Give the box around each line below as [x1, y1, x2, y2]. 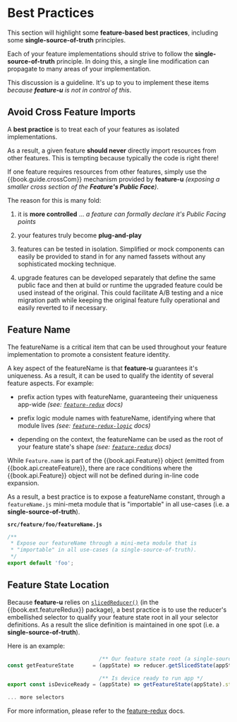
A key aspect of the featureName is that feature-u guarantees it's [7, 364, 198, 372]
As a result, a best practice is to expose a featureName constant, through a [7, 492, 226, 501]
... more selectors [7, 694, 65, 701]
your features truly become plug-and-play [17, 231, 142, 239]
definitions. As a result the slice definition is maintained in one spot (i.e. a [7, 620, 220, 629]
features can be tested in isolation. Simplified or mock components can [17, 244, 225, 253]
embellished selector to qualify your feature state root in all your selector [7, 612, 219, 621]
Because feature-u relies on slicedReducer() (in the [7, 598, 159, 606]
